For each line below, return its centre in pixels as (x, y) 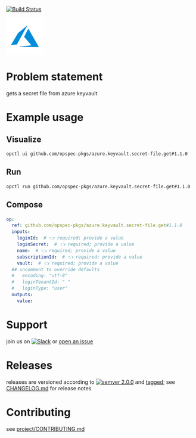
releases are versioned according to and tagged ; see (91, 382)
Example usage (45, 118)
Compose (24, 205)
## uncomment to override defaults (56, 269)
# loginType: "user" (40, 288)
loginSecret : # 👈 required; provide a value (76, 244)
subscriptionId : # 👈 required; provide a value (80, 257)
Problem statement (55, 77)
